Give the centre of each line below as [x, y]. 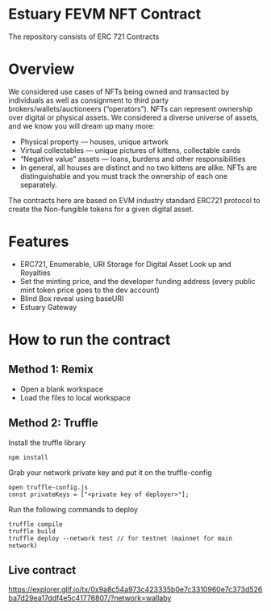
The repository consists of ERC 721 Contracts [84, 36]
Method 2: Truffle [53, 423]
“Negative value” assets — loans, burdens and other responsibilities [133, 159]
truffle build [32, 531]
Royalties [35, 273]
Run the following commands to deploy [73, 509]
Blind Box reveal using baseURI [72, 298]
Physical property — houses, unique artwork [94, 142]
